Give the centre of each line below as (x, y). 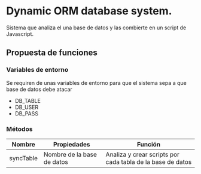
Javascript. (20, 33)
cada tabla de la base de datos (149, 161)
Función (149, 144)
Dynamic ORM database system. (89, 11)
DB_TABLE (28, 100)
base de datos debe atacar (39, 89)
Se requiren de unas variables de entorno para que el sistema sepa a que (96, 83)
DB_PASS (27, 113)
